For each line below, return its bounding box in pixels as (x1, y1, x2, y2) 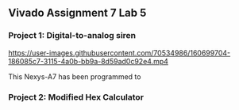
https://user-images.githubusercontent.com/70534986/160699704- (8, 47, 231, 58)
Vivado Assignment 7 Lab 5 (8, 6, 147, 20)
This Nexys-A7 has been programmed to (8, 71, 141, 82)
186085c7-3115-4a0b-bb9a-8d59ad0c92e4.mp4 (8, 56, 169, 66)
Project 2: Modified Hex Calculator (8, 91, 145, 102)
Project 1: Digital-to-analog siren (8, 30, 137, 41)
